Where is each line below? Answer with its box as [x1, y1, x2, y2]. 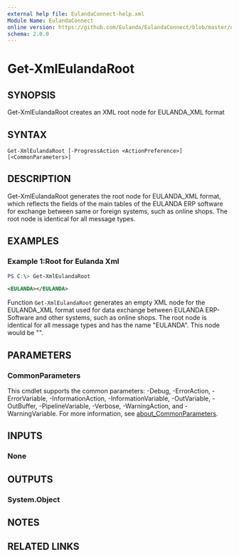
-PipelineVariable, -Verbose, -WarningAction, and [38, 402, 184, 410]
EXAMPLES [7, 235, 59, 248]
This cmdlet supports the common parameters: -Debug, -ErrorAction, [7, 387, 211, 395]
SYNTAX [7, 129, 48, 141]
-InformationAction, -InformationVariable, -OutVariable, [49, 394, 211, 403]
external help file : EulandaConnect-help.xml [7, 10, 144, 18]
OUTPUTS [7, 473, 53, 485]
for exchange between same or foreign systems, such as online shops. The [7, 207, 228, 216]
